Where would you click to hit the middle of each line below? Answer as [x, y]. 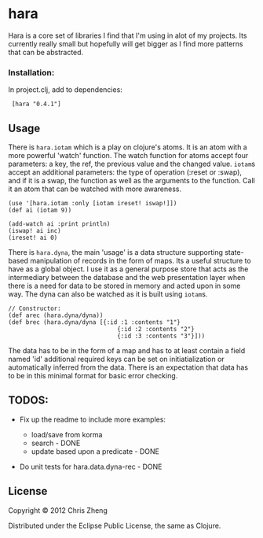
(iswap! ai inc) [35, 231]
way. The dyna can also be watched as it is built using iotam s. [108, 294]
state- [235, 252]
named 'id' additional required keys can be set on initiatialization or [117, 359]
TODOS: [28, 401]
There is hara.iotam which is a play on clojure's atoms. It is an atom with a [128, 147]
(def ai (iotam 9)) [40, 210]
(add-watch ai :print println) [59, 224]
